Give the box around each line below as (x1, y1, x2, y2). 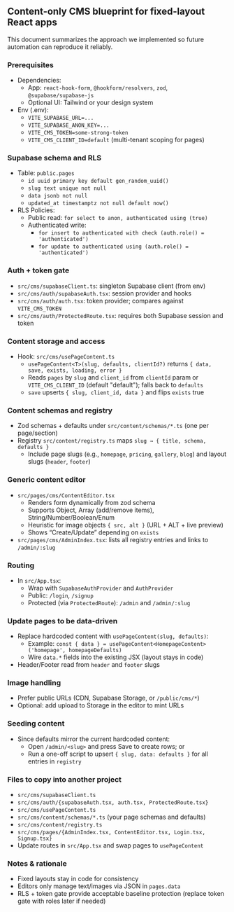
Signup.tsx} (17, 835, 52, 843)
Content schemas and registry (7, 406, 113, 415)
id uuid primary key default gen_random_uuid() (27, 178, 169, 185)
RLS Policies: (17, 206, 55, 214)
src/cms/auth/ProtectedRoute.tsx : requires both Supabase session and (17, 311, 224, 319)
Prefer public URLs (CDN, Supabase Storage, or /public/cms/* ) (17, 693, 200, 703)
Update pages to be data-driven (7, 616, 118, 626)
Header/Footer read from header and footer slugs (17, 661, 161, 669)
